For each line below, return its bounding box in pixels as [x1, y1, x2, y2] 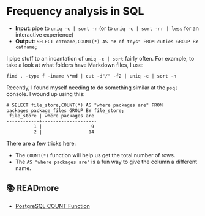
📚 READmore [6, 183, 59, 193]
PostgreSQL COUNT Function [15, 202, 91, 209]
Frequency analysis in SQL [6, 4, 144, 18]
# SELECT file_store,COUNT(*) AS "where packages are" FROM [6, 102, 163, 108]
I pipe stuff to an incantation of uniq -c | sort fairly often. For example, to [6, 54, 195, 62]
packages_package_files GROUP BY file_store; [6, 107, 124, 114]
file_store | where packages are [9, 113, 95, 119]
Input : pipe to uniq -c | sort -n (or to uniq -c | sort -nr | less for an [15, 24, 199, 32]
